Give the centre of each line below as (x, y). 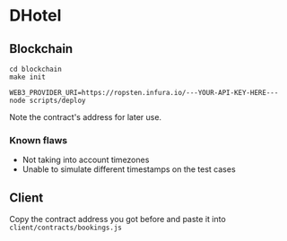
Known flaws (39, 140)
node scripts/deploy (48, 100)
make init (28, 77)
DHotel (35, 16)
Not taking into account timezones (86, 160)
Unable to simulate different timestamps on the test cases (129, 169)
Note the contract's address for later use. (86, 117)
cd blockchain (36, 69)
